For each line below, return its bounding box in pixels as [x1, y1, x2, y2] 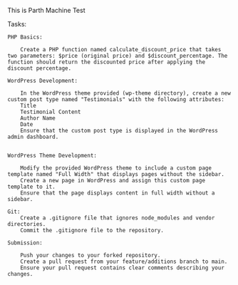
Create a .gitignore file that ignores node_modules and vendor [20, 214, 215, 222]
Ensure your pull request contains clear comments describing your [20, 264, 224, 271]
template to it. [7, 183, 56, 190]
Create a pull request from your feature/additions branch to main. [20, 258, 228, 265]
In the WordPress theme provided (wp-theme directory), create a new [20, 90, 232, 97]
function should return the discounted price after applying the [7, 58, 205, 66]
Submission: [7, 239, 43, 247]
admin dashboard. [7, 133, 59, 140]
